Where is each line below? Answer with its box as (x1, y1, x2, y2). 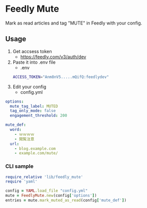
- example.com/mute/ (14, 151, 58, 156)
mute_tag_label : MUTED (10, 103, 58, 109)
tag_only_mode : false (10, 108, 56, 114)
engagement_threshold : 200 (10, 113, 67, 118)
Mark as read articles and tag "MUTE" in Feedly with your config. (5, 20, 142, 26)
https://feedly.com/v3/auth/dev (20, 54, 87, 60)
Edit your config (12, 84, 46, 90)
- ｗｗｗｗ (14, 132, 35, 137)
